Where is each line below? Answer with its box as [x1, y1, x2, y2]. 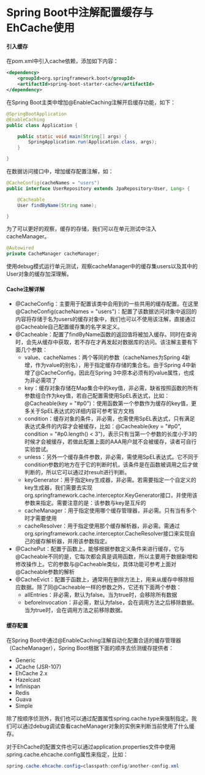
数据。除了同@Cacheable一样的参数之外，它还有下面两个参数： [20, 583, 182, 591]
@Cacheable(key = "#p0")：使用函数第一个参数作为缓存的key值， [24, 399, 192, 407]
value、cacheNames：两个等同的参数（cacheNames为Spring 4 [24, 353, 185, 361]
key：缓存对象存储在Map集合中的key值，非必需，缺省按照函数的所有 [24, 384, 198, 392]
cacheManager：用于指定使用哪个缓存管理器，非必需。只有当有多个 [24, 507, 197, 515]
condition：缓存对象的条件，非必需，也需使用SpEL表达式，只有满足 [24, 415, 195, 423]
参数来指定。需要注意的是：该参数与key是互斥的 [24, 499, 146, 507]
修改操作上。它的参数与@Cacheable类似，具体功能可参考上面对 [15, 561, 176, 568]
